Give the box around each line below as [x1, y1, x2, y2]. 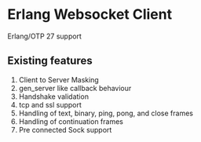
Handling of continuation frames [18, 116, 123, 126]
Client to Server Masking [18, 75, 99, 84]
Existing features [7, 54, 93, 67]
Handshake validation [18, 92, 90, 101]
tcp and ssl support [18, 100, 82, 109]
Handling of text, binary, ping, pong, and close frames [18, 108, 194, 118]
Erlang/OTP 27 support [7, 31, 82, 41]
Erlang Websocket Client [7, 5, 173, 24]
